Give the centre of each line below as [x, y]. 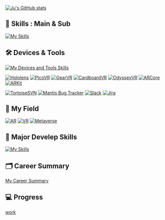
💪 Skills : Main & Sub [38, 24]
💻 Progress [24, 197]
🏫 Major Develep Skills [41, 137]
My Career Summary [27, 181]
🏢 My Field [22, 109]
